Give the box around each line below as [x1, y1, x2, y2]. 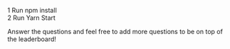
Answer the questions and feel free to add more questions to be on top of [7, 28, 223, 36]
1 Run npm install [7, 6, 57, 14]
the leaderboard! [7, 35, 57, 43]
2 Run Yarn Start [7, 13, 56, 22]
